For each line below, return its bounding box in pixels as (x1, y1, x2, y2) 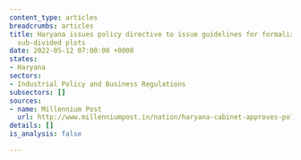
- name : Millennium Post (9, 105, 102, 114)
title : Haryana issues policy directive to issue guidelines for (9, 29, 258, 38)
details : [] (9, 122, 54, 131)
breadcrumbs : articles (9, 21, 94, 30)
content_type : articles (9, 13, 99, 22)
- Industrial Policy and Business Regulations (9, 80, 186, 88)
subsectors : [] (9, 88, 66, 97)
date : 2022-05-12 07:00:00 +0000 (9, 46, 134, 55)
